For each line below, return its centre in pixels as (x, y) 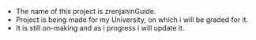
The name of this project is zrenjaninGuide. (86, 11)
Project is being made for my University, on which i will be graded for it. (132, 20)
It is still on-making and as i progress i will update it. (100, 28)
